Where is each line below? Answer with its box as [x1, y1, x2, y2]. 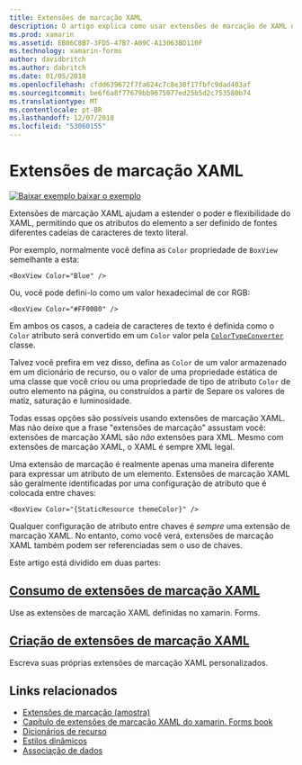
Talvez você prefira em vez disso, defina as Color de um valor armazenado [9, 356, 288, 367]
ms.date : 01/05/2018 [9, 72, 87, 81]
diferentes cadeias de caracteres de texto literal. [9, 227, 189, 238]
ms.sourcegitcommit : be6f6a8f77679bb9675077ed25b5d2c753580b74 [9, 88, 252, 97]
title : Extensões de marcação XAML [9, 13, 143, 22]
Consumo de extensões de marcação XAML [9, 583, 261, 598]
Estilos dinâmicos [22, 735, 88, 747]
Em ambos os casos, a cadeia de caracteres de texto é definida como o [9, 320, 275, 331]
